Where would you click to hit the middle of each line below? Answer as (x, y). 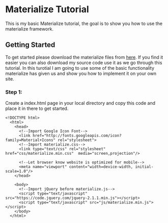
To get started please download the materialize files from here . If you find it (84, 57)
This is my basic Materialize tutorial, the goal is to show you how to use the (84, 23)
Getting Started (30, 45)
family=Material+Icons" (31, 140)
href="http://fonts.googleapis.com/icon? (77, 136)
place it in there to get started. (37, 108)
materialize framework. (30, 29)
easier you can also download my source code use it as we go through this (84, 63)
